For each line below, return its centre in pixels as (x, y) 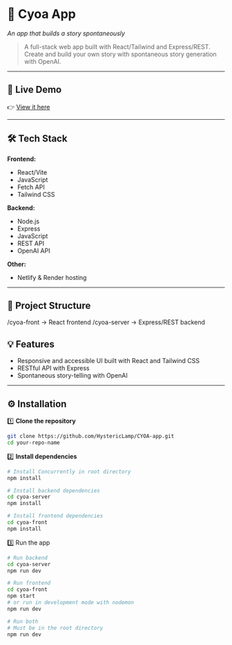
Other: (17, 264)
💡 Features (31, 344)
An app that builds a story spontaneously (66, 33)
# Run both (23, 621)
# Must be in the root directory (55, 628)
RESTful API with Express (53, 368)
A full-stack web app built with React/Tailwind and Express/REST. (117, 46)
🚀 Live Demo (35, 90)
